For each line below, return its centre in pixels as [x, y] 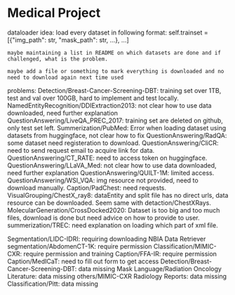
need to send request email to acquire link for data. [81, 150]
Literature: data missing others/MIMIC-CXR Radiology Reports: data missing [117, 276]
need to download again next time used [66, 77]
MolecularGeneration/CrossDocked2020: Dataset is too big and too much [114, 210]
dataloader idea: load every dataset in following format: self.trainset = [108, 32]
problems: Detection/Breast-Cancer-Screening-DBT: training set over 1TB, [114, 90]
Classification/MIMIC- [185, 246]
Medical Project [54, 13]
